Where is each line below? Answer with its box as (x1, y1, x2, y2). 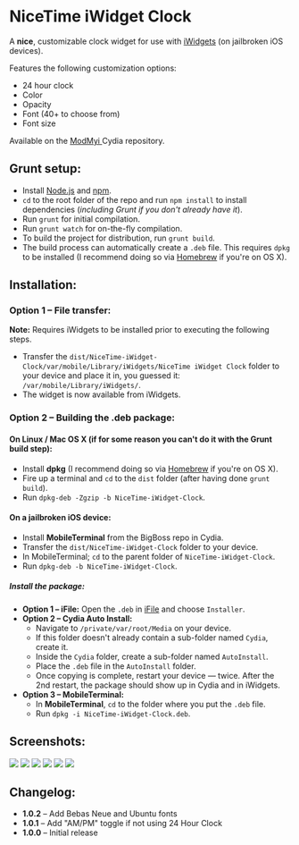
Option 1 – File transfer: (9, 304, 112, 317)
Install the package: (9, 581, 85, 592)
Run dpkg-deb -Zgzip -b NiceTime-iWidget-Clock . (21, 492, 205, 503)
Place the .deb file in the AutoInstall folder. (35, 660, 196, 672)
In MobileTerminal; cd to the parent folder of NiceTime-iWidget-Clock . (21, 551, 276, 562)
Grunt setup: (9, 161, 82, 176)
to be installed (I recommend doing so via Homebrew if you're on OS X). (21, 251, 287, 262)
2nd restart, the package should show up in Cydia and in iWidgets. (35, 680, 281, 690)
